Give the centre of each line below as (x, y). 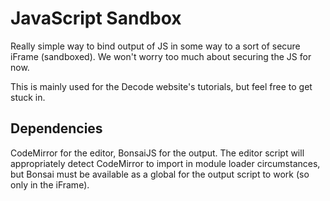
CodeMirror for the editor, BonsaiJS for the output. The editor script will (157, 153)
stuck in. (28, 97)
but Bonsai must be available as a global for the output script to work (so (160, 174)
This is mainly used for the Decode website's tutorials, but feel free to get (161, 86)
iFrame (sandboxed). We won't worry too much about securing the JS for (161, 56)
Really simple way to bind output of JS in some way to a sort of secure (155, 46)
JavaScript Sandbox (96, 18)
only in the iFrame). (50, 184)
